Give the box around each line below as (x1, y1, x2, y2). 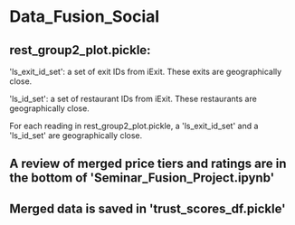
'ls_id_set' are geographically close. (9, 130, 143, 141)
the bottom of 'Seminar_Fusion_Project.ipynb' (9, 170, 275, 186)
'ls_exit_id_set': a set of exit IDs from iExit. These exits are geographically (9, 66, 282, 77)
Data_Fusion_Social (9, 6, 160, 27)
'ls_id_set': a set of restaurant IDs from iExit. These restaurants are (9, 93, 258, 104)
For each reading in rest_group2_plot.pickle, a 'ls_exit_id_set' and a (9, 120, 259, 131)
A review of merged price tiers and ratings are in (9, 156, 287, 172)
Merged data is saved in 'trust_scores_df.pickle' (9, 201, 287, 216)
